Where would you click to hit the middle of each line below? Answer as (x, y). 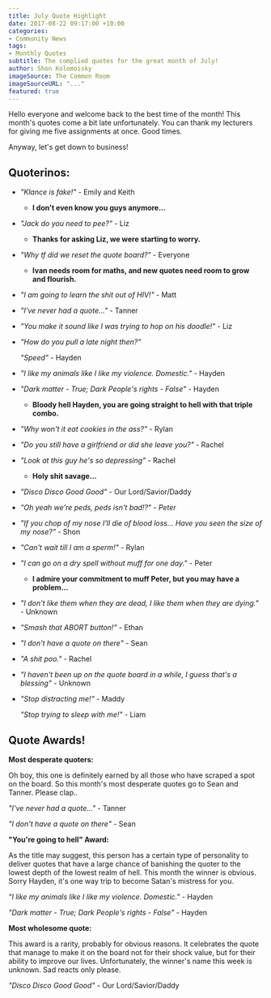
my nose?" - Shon (50, 532)
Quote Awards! (47, 740)
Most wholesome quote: (50, 928)
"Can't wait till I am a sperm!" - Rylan (82, 548)
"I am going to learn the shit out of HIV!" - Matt (98, 295)
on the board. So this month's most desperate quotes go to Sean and (123, 784)
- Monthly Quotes (38, 53)
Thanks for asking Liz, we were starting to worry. (116, 239)
